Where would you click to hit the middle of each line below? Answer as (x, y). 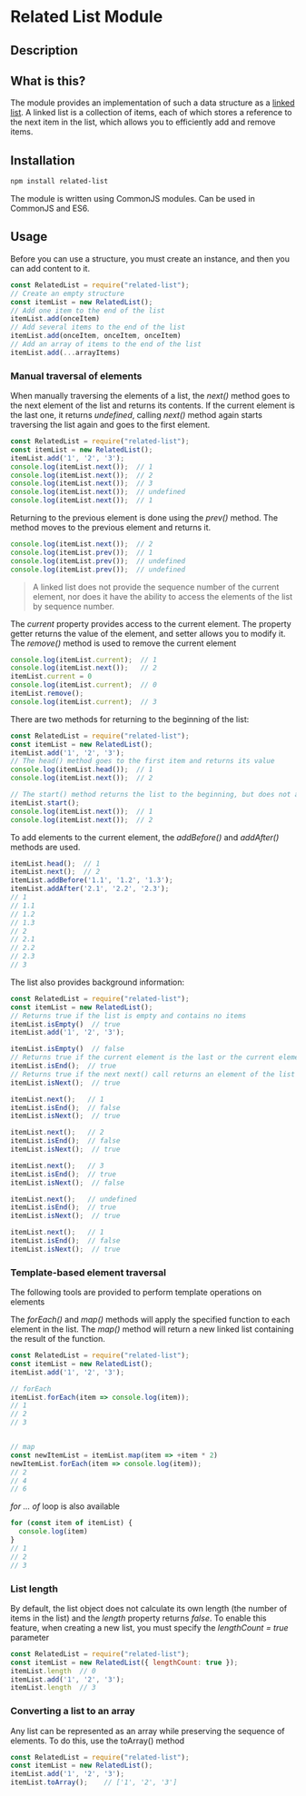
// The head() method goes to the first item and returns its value (143, 761)
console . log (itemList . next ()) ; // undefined (98, 492)
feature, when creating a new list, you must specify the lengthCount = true (149, 1627)
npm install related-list (59, 182)
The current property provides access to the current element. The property (151, 623)
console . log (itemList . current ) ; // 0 (84, 685)
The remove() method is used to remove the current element (123, 643)
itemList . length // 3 (53, 1688)
